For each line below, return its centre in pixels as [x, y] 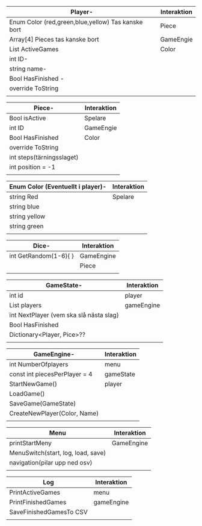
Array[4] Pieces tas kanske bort [54, 39]
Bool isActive [28, 118]
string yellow [27, 216]
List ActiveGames [34, 49]
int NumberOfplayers [39, 364]
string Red [24, 197]
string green [26, 226]
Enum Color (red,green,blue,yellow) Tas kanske [76, 22]
